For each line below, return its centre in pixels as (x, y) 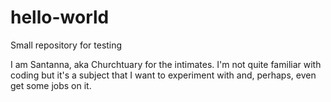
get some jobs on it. (51, 85)
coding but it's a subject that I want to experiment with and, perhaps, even (163, 75)
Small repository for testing (66, 45)
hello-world (60, 17)
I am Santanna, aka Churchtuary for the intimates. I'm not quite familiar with (166, 64)
